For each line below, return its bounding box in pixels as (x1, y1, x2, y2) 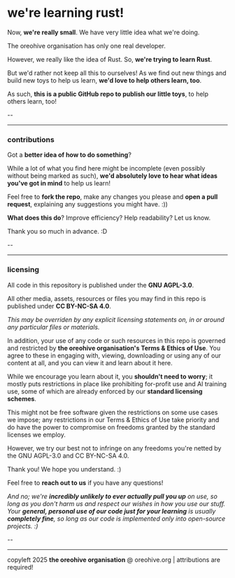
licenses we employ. (7, 430, 66, 439)
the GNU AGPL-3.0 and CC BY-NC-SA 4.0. (7, 451, 129, 460)
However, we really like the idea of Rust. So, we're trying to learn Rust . (7, 55, 213, 64)
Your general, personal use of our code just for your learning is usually (7, 507, 216, 515)
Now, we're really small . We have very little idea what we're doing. (7, 28, 200, 36)
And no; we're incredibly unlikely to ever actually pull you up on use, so (7, 492, 218, 500)
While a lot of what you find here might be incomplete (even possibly (7, 164, 206, 173)
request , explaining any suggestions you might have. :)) (7, 200, 168, 209)
